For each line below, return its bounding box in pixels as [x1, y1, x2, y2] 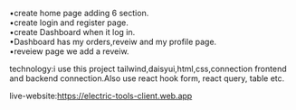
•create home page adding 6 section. [9, 8, 149, 18]
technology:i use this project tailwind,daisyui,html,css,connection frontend [9, 63, 287, 74]
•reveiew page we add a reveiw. [9, 46, 129, 57]
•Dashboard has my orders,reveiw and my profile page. [9, 36, 217, 47]
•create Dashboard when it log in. [9, 27, 136, 37]
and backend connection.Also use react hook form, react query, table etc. [9, 73, 285, 84]
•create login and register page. [9, 17, 129, 28]
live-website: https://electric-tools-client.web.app [9, 90, 193, 101]
